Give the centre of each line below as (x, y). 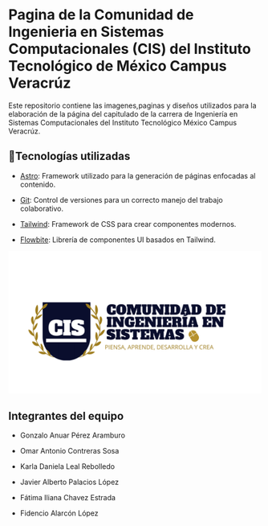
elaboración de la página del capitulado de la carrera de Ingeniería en (123, 113)
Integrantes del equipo (66, 416)
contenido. (38, 184)
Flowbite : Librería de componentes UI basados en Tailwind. (118, 240)
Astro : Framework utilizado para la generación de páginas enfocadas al (138, 175)
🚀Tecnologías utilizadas (69, 156)
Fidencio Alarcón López (59, 513)
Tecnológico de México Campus (118, 66)
